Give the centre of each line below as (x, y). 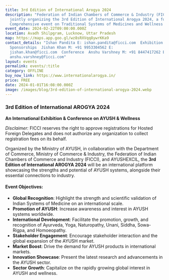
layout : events (21, 62)
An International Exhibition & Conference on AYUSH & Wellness (73, 118)
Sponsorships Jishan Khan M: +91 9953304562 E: (62, 47)
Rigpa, (19, 230)
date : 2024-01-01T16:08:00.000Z (39, 85)
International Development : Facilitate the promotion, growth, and (80, 219)
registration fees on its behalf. (36, 139)
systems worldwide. (33, 214)
